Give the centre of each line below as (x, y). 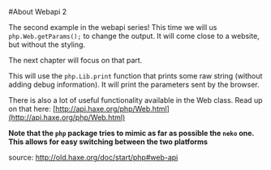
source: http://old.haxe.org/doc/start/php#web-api (93, 157)
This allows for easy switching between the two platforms (108, 142)
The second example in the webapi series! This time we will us (113, 27)
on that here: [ (32, 109)
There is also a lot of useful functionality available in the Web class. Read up (135, 100)
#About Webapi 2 (38, 12)
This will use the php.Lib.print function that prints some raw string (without (135, 76)
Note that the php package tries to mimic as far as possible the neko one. (131, 133)
